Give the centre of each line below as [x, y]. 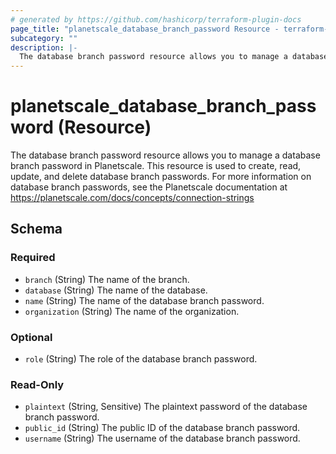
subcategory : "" [44, 38]
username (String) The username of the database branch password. [162, 438]
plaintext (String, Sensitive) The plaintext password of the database [166, 407]
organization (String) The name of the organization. [132, 311]
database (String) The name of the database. [116, 290]
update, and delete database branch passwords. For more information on [161, 177]
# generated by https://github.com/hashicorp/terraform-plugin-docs [156, 19]
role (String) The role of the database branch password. [141, 359]
